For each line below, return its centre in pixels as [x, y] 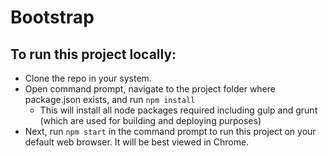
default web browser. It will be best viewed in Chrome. [137, 142]
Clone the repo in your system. [88, 78]
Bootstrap [52, 17]
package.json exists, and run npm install [110, 99]
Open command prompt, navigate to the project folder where [150, 89]
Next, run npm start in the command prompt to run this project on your [170, 131]
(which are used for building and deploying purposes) [150, 120]
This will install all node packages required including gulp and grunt [178, 110]
